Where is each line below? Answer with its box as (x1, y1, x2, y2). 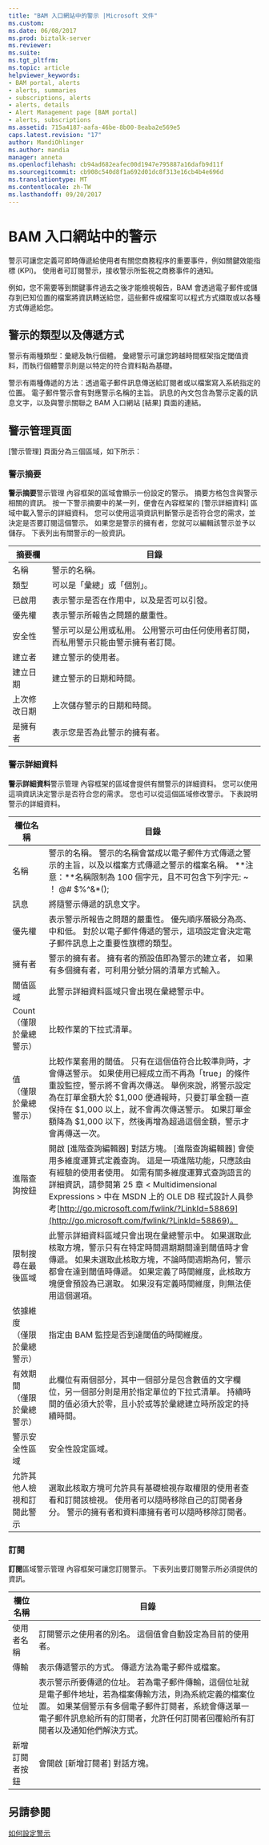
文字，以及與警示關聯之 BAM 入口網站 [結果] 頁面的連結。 (14, 398, 206, 408)
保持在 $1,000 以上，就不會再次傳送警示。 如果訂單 (48, 1103, 244, 1114)
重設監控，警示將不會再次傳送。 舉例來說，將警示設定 (48, 1079, 251, 1090)
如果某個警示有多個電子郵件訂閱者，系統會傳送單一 (56, 1701, 250, 1712)
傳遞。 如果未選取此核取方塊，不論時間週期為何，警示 (48, 1254, 251, 1265)
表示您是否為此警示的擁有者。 (51, 727, 165, 738)
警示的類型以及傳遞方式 (8, 328, 124, 341)
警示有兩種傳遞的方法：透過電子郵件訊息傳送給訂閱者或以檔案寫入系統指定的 (8, 378, 261, 388)
